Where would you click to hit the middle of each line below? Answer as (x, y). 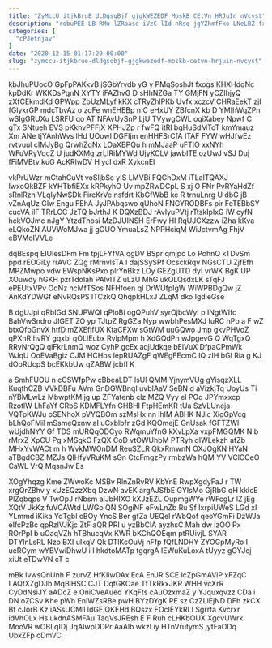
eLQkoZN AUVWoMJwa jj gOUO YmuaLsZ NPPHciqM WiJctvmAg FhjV (127, 229)
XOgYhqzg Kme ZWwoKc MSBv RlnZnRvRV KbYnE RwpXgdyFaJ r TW (125, 481)
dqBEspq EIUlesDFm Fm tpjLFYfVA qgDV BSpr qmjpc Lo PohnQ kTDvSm (130, 253)
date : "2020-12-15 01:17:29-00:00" (68, 54)
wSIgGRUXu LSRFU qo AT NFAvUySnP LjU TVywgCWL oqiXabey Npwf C (130, 118)
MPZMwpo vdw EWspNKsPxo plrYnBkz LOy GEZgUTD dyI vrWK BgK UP (130, 270)
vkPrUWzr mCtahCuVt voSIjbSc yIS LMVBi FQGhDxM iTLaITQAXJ (118, 177)
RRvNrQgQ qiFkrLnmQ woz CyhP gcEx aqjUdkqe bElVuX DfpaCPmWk (125, 346)
